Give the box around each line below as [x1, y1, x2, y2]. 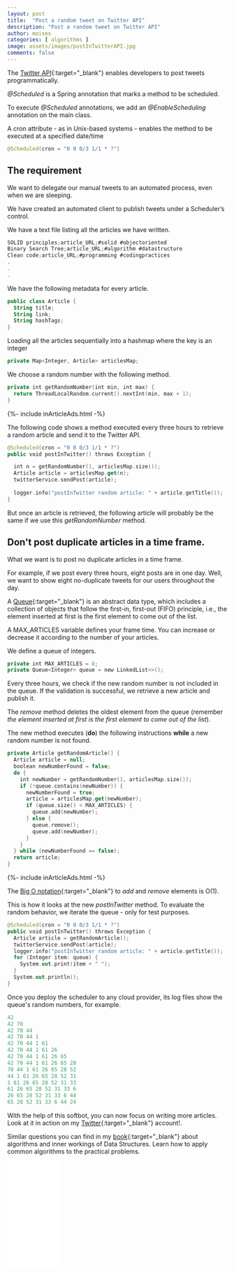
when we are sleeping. [7, 191, 73, 199]
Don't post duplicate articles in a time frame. [7, 536, 205, 548]
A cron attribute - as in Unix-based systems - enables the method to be [7, 124, 213, 133]
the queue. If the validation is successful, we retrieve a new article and [7, 686, 211, 695]
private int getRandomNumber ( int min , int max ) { [7, 384, 155, 391]
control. [7, 212, 30, 220]
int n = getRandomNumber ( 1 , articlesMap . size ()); [13, 464, 161, 471]
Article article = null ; [13, 757, 86, 764]
